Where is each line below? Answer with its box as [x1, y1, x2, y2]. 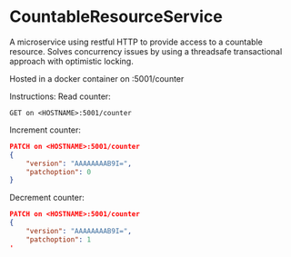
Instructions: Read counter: [9, 91, 111, 102]
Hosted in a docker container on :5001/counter [9, 73, 185, 84]
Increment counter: [9, 124, 82, 135]
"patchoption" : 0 [25, 167, 92, 176]
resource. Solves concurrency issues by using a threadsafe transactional [9, 45, 283, 56]
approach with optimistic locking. [9, 55, 134, 66]
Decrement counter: [9, 193, 85, 203]
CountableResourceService [9, 6, 223, 27]
